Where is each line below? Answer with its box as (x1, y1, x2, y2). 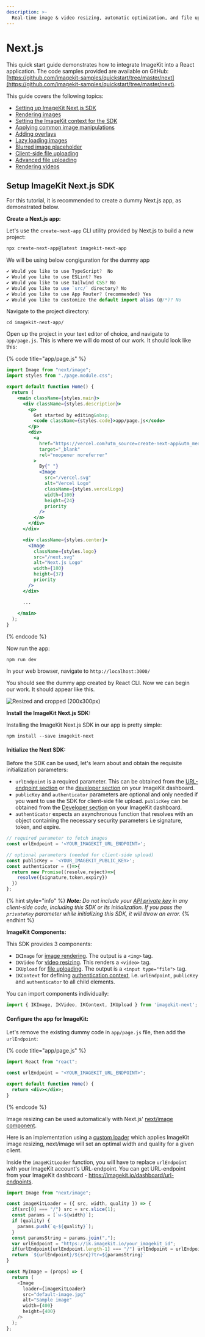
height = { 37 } (33, 571, 64, 577)
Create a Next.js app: (6, 215, 61, 223)
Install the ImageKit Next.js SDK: (6, 709, 91, 716)
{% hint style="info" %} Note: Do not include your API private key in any (6, 897, 189, 905)
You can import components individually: (6, 990, 109, 998)
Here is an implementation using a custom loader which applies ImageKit (6, 1133, 190, 1141)
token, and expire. (15, 823, 61, 831)
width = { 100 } (45, 492, 75, 498)
